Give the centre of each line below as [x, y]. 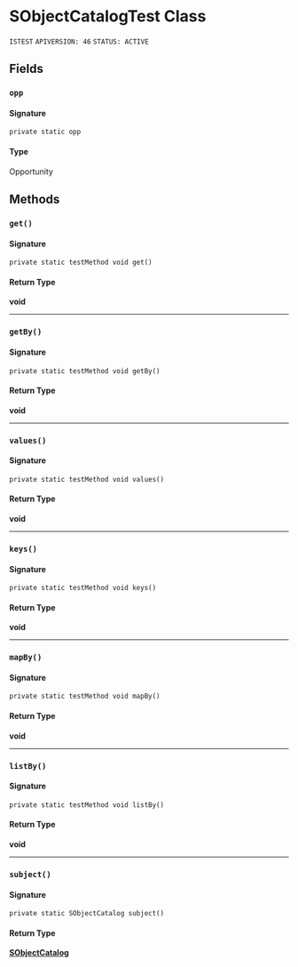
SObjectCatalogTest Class [108, 16]
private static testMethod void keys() [83, 588]
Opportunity [31, 172]
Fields [27, 69]
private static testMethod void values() [87, 479]
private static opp [45, 132]
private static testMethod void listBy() [87, 805]
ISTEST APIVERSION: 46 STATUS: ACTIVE [79, 42]
